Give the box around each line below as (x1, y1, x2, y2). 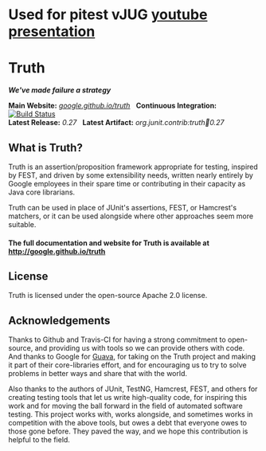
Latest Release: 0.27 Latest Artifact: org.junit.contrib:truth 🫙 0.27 (8, 118, 225, 127)
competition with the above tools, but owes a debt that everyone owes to (8, 418, 248, 428)
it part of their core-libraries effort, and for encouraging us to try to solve (8, 360, 247, 370)
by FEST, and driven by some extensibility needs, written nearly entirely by (8, 170, 253, 180)
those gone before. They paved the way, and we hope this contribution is (8, 426, 248, 436)
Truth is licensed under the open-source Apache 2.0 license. (8, 291, 208, 300)
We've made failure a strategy (8, 85, 111, 95)
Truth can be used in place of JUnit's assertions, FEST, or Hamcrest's (8, 202, 237, 212)
